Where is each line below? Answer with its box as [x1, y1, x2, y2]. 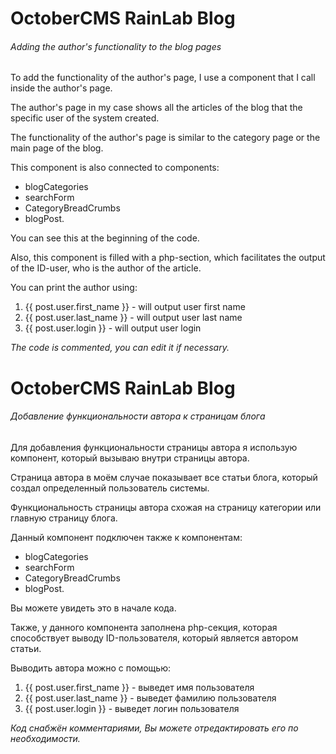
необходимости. [10, 732, 81, 744]
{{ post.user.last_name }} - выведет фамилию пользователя [24, 692, 277, 704]
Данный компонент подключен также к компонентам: [10, 531, 243, 543]
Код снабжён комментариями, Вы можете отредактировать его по [10, 722, 299, 734]
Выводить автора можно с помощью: [10, 662, 171, 674]
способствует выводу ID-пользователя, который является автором [10, 632, 299, 644]
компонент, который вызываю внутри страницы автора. [10, 452, 250, 464]
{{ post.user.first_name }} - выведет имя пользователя [24, 681, 255, 693]
